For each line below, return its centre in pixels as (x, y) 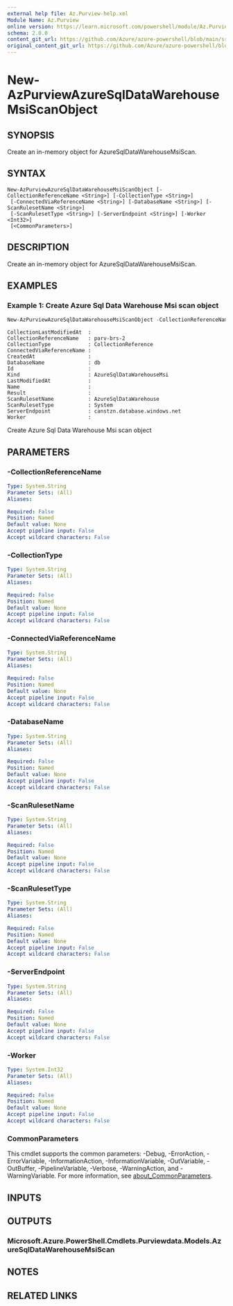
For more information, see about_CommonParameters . (135, 1176)
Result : (49, 393)
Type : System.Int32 (35, 1069)
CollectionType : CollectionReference (80, 345)
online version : (31, 26)
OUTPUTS (29, 1221)
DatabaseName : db (54, 363)
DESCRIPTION (38, 247)
